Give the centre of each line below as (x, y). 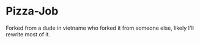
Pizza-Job (32, 11)
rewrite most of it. (28, 34)
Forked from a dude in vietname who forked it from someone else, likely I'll (100, 28)
